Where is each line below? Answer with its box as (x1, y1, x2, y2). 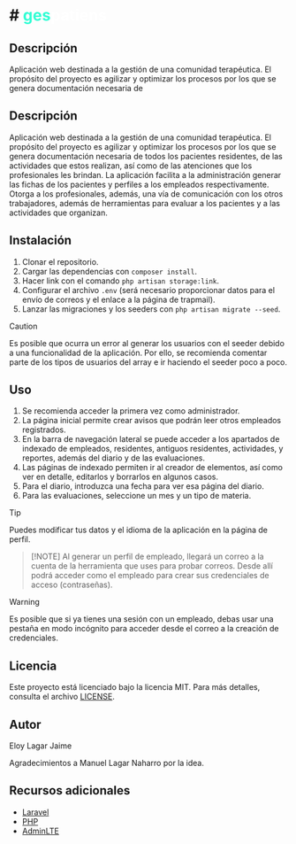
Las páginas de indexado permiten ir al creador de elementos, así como (21, 462, 283, 473)
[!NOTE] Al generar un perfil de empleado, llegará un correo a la (30, 551, 264, 562)
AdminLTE (21, 825, 59, 836)
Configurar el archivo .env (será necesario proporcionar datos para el (21, 284, 276, 295)
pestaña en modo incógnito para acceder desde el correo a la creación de (9, 623, 279, 634)
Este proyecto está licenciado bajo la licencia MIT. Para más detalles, (9, 682, 261, 693)
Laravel (21, 807, 49, 817)
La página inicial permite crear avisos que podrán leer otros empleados (21, 415, 282, 426)
